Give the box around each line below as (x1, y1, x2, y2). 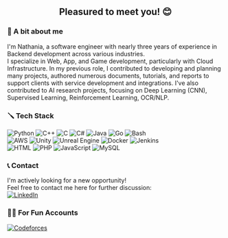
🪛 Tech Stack (7, 110, 54, 120)
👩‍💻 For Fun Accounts (7, 208, 78, 217)
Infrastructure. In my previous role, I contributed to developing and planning (7, 64, 221, 72)
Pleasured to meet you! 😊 (58, 6, 172, 18)
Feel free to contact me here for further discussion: (7, 184, 152, 192)
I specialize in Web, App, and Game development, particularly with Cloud (7, 57, 214, 65)
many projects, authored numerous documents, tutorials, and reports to (7, 71, 209, 80)
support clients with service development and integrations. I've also (7, 79, 199, 87)
